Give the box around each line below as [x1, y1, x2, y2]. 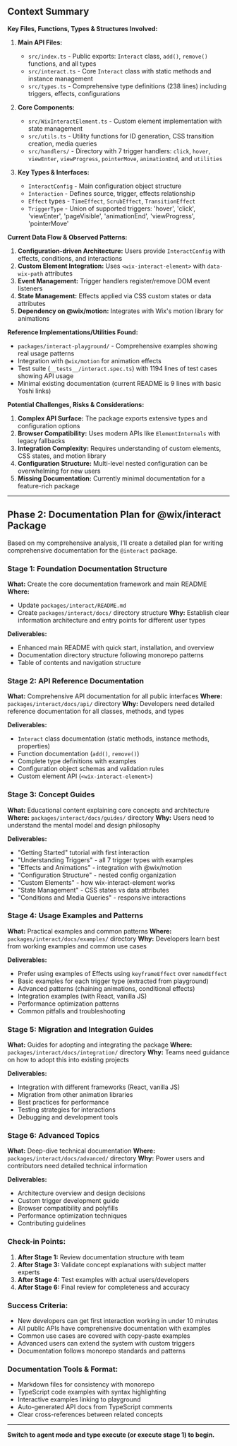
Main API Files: [17, 38, 63, 47]
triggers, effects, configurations [28, 89, 121, 98]
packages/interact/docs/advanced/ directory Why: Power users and [7, 1154, 205, 1163]
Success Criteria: [7, 1300, 68, 1310]
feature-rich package [17, 481, 80, 490]
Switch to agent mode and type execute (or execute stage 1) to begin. [7, 1430, 215, 1439]
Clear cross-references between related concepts [17, 1410, 164, 1419]
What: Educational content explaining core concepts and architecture [7, 806, 210, 814]
